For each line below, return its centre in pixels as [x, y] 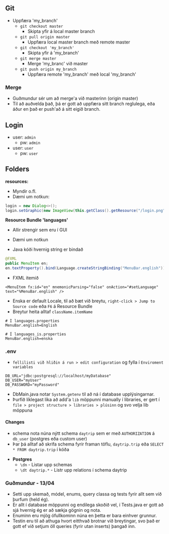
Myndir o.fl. [24, 191]
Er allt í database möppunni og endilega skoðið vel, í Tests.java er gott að [88, 505]
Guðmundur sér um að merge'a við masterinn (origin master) [75, 99]
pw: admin [30, 142]
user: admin [24, 137]
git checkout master [41, 26]
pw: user [29, 153]
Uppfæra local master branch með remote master [79, 42]
